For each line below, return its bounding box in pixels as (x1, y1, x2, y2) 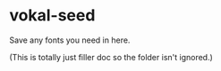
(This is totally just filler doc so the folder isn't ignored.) (9, 51, 213, 62)
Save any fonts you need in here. (9, 35, 131, 45)
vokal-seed (9, 5, 96, 26)
